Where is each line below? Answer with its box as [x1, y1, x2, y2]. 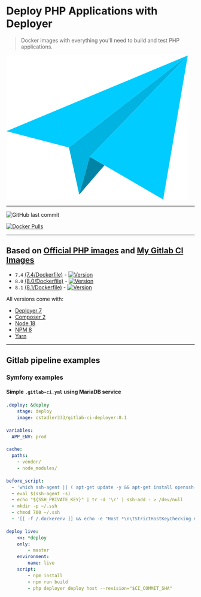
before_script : [6, 478, 44, 484]
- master [28, 547, 50, 553]
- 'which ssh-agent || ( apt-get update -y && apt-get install [11, 484, 172, 490]
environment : [17, 554, 50, 560]
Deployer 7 [14, 307, 42, 314]
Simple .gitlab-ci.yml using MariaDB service [6, 388, 121, 395]
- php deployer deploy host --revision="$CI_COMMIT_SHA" [28, 585, 172, 591]
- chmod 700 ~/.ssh [11, 510, 60, 516]
